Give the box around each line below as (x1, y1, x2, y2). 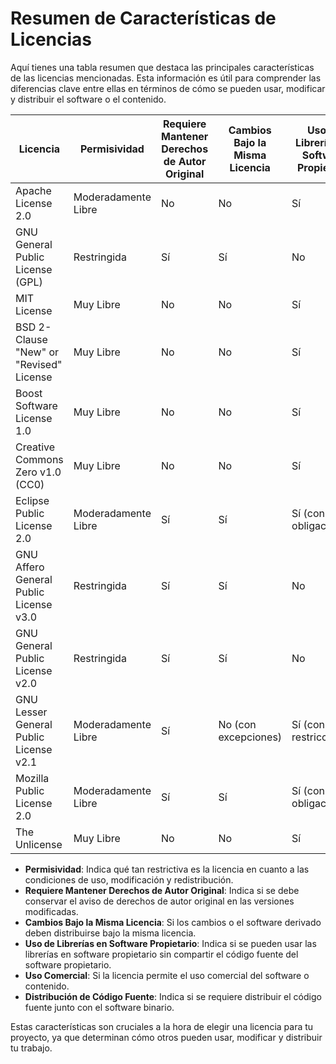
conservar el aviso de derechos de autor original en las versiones (24, 895, 295, 907)
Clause (15, 332, 48, 346)
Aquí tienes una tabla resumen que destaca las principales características (10, 61, 315, 73)
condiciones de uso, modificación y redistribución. (24, 873, 234, 886)
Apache (15, 183, 52, 197)
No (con (218, 717, 257, 731)
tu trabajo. (10, 1042, 53, 1054)
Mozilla (15, 771, 50, 785)
